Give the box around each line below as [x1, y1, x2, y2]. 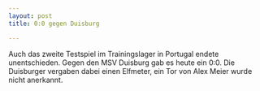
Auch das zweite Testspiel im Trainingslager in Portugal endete [8, 49, 219, 58]
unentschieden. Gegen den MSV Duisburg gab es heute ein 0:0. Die [8, 58, 236, 67]
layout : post [8, 11, 53, 20]
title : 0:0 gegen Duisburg [8, 19, 100, 28]
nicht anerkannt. [8, 75, 63, 84]
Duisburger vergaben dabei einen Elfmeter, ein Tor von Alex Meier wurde [8, 66, 253, 76]
